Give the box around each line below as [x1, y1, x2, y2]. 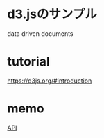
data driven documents [7, 29, 73, 38]
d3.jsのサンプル [7, 6, 97, 22]
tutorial [7, 54, 50, 70]
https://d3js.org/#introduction [7, 77, 92, 85]
